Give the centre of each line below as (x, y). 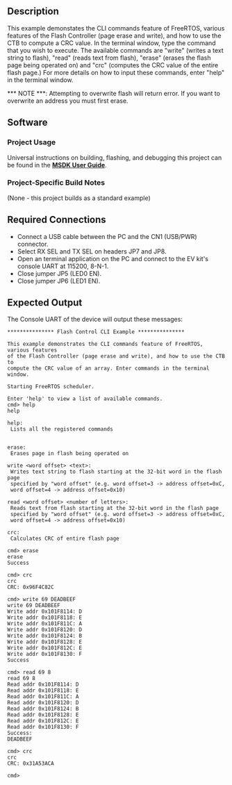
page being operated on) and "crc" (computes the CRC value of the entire (113, 65)
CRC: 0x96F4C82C (31, 587)
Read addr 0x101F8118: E (43, 691)
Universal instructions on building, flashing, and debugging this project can (115, 157)
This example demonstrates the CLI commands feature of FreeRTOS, (105, 344)
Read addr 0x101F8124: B (43, 709)
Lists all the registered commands (61, 429)
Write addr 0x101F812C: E (44, 648)
